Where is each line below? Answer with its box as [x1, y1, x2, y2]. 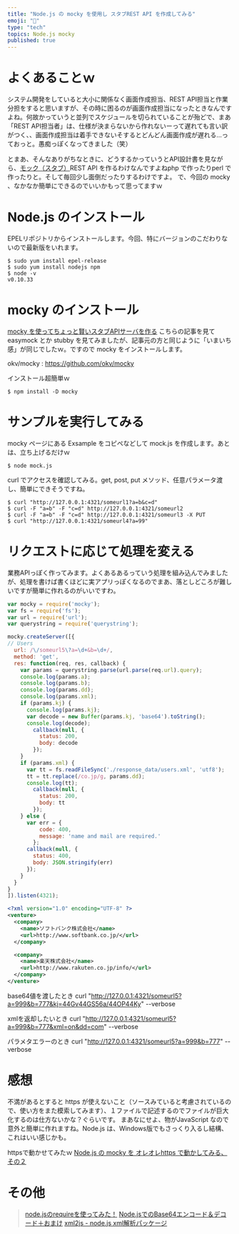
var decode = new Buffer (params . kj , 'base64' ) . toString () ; [26, 713, 206, 720]
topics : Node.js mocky [7, 30, 75, 38]
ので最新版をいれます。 [13, 244, 82, 251]
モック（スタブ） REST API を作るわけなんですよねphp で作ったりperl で [20, 164, 232, 172]
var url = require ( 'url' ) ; [7, 613, 88, 621]
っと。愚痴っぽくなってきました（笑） [19, 140, 132, 149]
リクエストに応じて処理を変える [7, 543, 195, 560]
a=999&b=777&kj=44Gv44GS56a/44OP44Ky [7, 999, 141, 1008]
